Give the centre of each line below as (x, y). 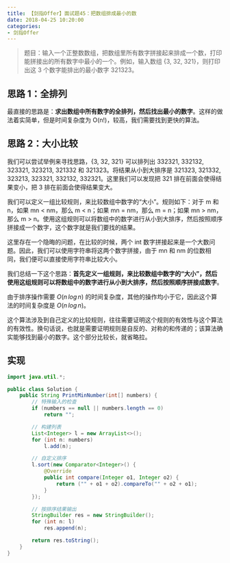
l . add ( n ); (57, 446)
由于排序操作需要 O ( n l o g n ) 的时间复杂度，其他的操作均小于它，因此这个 (109, 297)
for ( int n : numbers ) (63, 440)
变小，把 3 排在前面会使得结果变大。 (64, 187)
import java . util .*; (37, 377)
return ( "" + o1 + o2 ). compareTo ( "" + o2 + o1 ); (127, 484)
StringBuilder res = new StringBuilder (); (93, 515)
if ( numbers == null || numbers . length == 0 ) (98, 408)
